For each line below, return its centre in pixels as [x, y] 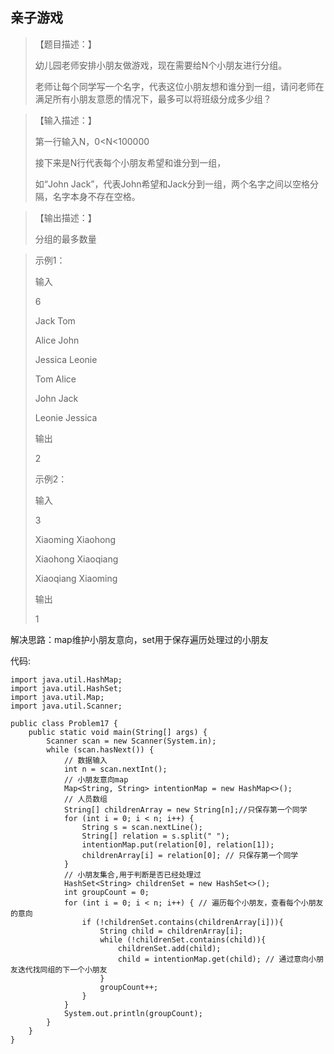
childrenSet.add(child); [169, 948]
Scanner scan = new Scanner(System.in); [131, 741]
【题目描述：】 [65, 44]
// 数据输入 [85, 760]
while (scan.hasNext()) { [100, 749]
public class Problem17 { [64, 723]
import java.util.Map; [57, 697]
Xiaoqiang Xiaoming [76, 578]
